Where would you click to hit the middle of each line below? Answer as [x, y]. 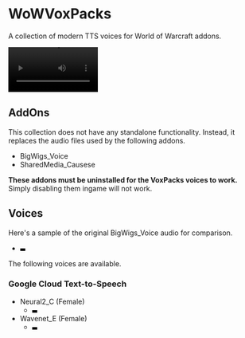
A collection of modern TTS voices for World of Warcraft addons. [115, 36]
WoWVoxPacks [60, 14]
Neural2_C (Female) [52, 301]
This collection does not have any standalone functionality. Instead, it [122, 132]
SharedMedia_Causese [57, 164]
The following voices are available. [65, 263]
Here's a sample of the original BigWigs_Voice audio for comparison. [121, 233]
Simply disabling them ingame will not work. [80, 188]
